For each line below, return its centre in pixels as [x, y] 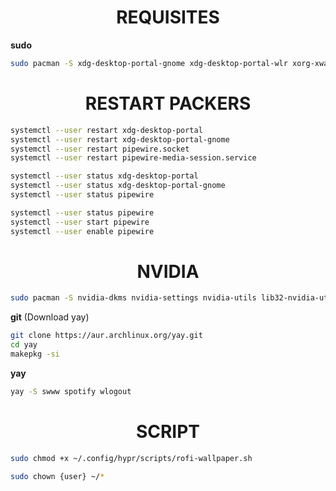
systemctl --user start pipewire [80, 222]
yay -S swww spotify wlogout [71, 391]
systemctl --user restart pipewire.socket [100, 149]
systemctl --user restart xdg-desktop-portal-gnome [120, 139]
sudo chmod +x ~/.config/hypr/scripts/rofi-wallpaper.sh [131, 458]
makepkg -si [35, 354]
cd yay [24, 345]
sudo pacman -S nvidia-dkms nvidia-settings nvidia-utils [133, 298]
